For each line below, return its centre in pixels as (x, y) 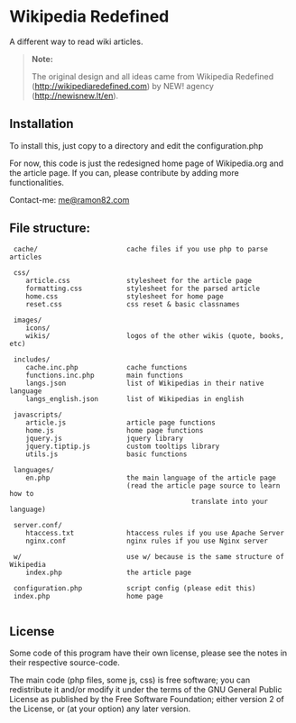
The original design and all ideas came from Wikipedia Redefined (153, 76)
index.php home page (88, 596)
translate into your (230, 501)
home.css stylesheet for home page (125, 296)
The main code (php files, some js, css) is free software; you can (130, 680)
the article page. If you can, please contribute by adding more (124, 172)
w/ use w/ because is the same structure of (148, 556)
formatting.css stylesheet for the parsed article (143, 288)
